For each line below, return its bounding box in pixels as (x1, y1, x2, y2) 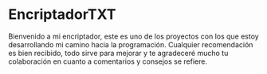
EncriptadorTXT (8, 6, 116, 24)
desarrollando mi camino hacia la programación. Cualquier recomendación (8, 39, 253, 49)
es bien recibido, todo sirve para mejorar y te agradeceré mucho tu (8, 48, 229, 57)
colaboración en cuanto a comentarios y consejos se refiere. (8, 57, 207, 66)
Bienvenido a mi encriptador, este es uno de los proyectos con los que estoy (8, 31, 259, 41)
